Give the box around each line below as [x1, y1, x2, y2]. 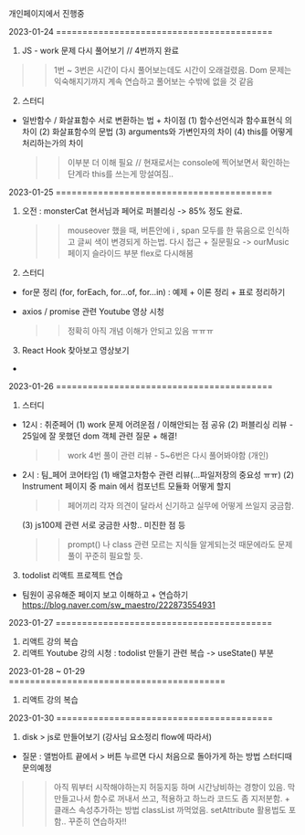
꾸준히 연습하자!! [68, 816, 127, 827]
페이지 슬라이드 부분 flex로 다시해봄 [67, 248, 194, 259]
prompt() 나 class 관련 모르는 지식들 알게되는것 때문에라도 [67, 539, 276, 550]
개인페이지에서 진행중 [8, 8, 85, 18]
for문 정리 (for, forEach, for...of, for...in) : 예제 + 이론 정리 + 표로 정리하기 [21, 287, 286, 297]
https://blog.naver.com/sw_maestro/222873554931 [21, 599, 216, 610]
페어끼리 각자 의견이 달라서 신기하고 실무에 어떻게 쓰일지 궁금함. [67, 501, 294, 511]
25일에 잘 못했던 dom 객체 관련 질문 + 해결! [21, 430, 177, 441]
